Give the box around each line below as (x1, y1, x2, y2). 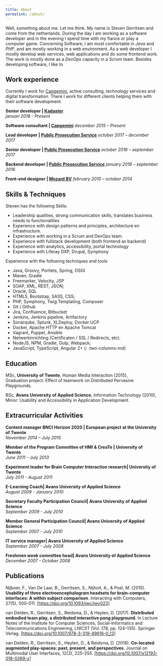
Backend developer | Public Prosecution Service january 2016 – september (5, 161, 158, 167)
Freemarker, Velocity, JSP (12, 278, 65, 284)
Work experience (5, 75, 59, 83)
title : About (5, 7, 32, 12)
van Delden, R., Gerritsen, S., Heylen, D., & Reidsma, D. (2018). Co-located (5, 640, 155, 646)
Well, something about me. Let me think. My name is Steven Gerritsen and (5, 25, 154, 31)
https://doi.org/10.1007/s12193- (96, 650, 158, 656)
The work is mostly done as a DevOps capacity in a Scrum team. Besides (5, 56, 152, 62)
